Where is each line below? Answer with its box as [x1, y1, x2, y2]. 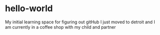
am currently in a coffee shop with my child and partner [5, 24, 116, 30]
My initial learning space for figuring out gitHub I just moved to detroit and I [5, 19, 155, 25]
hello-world [5, 3, 53, 14]
